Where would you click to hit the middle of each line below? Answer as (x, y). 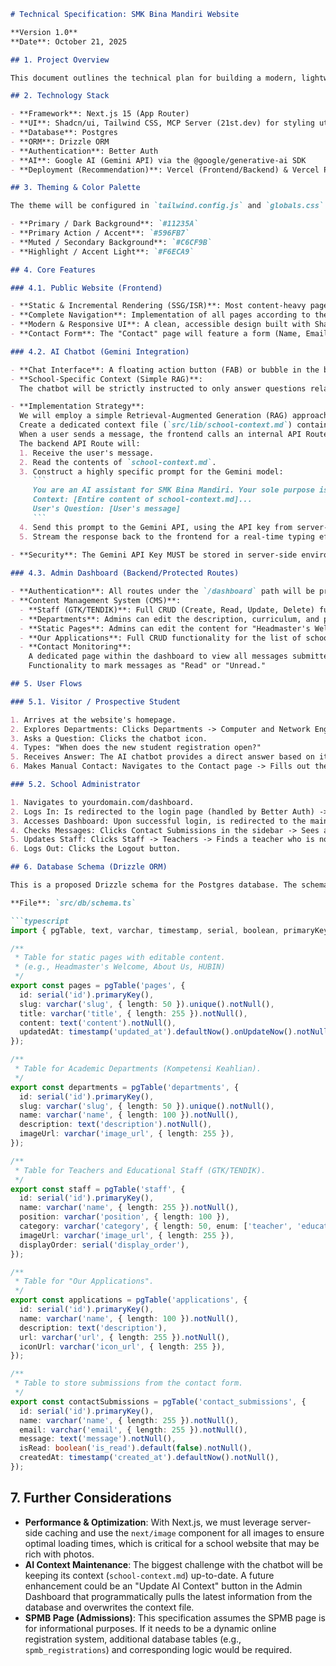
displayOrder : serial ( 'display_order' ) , (104, 1245)
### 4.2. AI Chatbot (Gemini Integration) (100, 351)
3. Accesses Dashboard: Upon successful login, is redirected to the (158, 821)
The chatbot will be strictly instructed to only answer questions (163, 388)
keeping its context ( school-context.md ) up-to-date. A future (149, 1575)
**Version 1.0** (44, 32)
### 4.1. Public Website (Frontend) (86, 288)
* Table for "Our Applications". (84, 1281)
